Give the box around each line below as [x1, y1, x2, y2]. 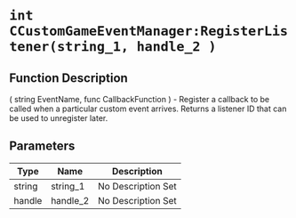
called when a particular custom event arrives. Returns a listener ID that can [9, 103, 287, 114]
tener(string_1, [9, 38, 129, 55]
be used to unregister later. [9, 113, 108, 123]
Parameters [9, 139, 76, 154]
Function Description [9, 70, 129, 85]
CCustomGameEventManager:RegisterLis [9, 23, 289, 40]
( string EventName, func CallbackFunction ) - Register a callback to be [9, 94, 269, 104]
